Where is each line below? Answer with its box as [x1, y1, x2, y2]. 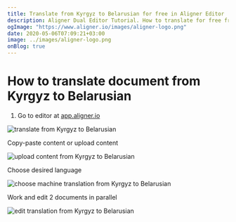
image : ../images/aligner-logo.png [7, 37, 112, 44]
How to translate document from [7, 73, 201, 89]
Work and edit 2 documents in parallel [7, 192, 117, 201]
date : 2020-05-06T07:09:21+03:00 [7, 30, 105, 37]
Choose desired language [7, 166, 82, 174]
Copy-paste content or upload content [7, 138, 119, 147]
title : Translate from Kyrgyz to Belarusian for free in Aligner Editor [7, 10, 225, 18]
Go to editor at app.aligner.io [17, 111, 100, 119]
